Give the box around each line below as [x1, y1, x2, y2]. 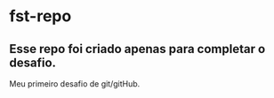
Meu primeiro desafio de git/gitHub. [9, 79, 141, 89]
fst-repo [9, 6, 72, 26]
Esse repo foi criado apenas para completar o [9, 41, 266, 57]
